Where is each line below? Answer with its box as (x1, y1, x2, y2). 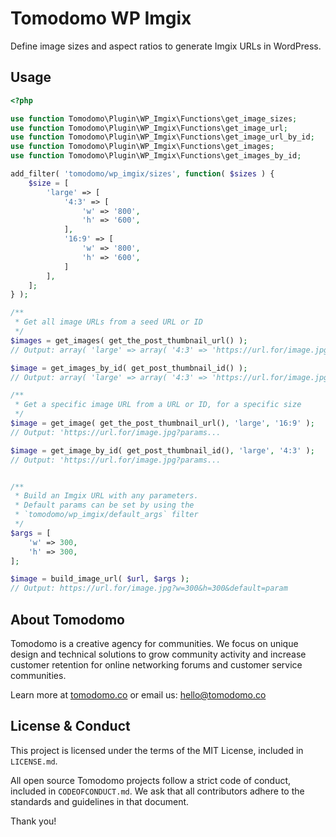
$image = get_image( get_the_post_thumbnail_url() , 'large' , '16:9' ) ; (10, 418, 315, 428)
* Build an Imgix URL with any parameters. (14, 491, 199, 501)
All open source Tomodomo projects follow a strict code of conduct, (10, 774, 292, 786)
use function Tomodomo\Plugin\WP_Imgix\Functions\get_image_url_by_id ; (10, 132, 315, 142)
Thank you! (10, 815, 57, 827)
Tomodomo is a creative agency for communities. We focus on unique (10, 637, 299, 649)
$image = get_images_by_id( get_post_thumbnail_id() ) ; (10, 363, 248, 373)
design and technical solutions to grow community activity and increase (10, 648, 307, 660)
